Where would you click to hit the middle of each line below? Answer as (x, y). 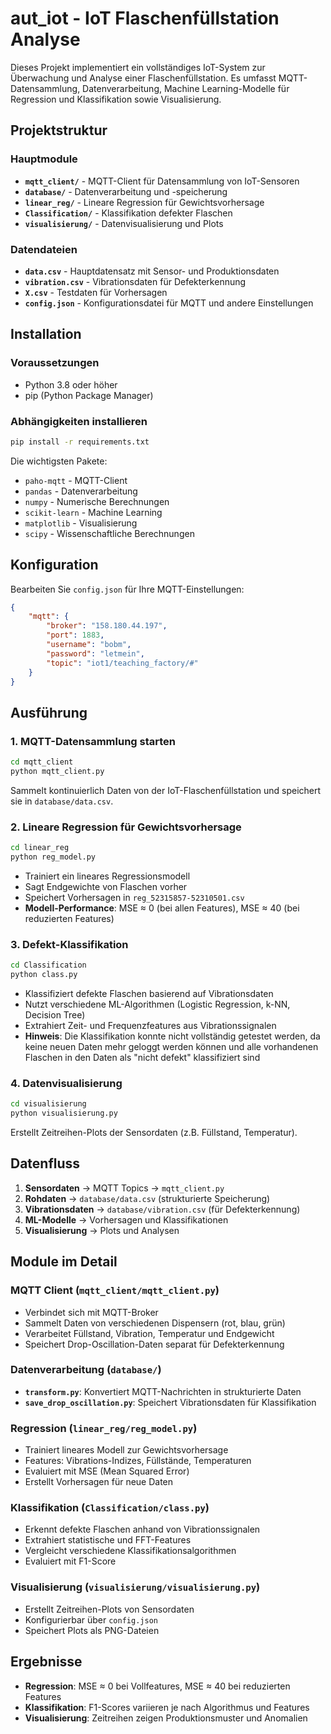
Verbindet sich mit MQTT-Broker (91, 1312)
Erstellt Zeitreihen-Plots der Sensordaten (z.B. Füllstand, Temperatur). (154, 1133)
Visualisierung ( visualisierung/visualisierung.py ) (135, 1587)
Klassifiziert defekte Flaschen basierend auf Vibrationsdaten (149, 993)
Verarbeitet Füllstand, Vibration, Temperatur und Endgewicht (149, 1333)
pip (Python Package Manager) (89, 395)
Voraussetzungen (55, 363)
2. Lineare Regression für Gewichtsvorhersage (126, 827)
